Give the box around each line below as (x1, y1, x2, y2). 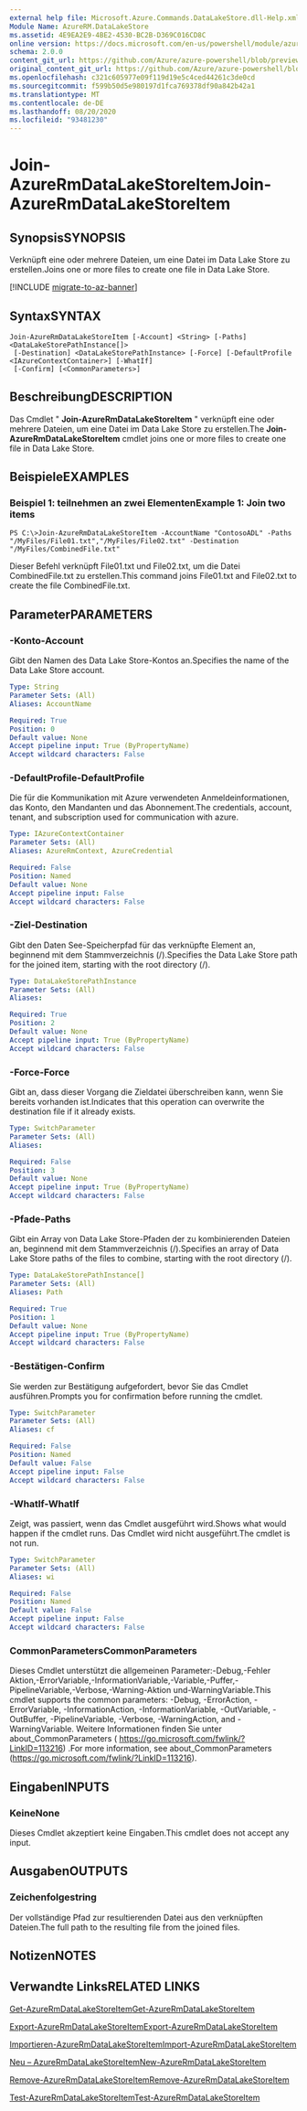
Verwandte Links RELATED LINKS (9, 1979, 201, 1995)
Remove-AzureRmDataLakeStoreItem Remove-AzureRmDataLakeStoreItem (9, 2073, 290, 2085)
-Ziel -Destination (9, 918, 89, 931)
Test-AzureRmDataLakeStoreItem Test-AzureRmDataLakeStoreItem (9, 2092, 260, 2103)
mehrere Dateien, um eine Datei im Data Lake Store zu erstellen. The (9, 423, 265, 434)
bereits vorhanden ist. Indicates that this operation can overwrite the (9, 1097, 265, 1108)
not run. (9, 1538, 39, 1548)
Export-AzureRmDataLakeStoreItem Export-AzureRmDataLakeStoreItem (9, 2020, 279, 2031)
